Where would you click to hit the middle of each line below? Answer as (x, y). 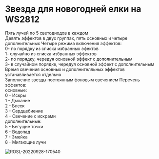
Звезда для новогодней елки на (73, 9)
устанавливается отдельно (33, 74)
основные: (16, 90)
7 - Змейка (16, 137)
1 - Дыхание (18, 100)
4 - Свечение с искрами (30, 116)
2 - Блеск (15, 106)
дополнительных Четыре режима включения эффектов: (63, 43)
